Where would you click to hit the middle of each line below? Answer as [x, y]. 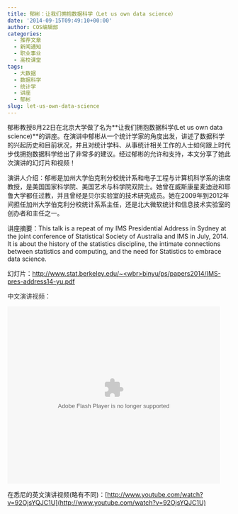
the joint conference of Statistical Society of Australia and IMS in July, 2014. [118, 236]
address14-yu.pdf [49, 281]
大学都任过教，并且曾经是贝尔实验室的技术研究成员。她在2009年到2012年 [121, 195]
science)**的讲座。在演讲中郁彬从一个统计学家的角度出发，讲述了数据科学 [116, 136]
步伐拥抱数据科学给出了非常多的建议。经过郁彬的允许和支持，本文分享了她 [116, 154]
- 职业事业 [28, 54]
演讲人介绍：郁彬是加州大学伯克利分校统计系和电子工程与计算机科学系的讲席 [119, 177]
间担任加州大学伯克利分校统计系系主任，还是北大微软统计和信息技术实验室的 [119, 204]
